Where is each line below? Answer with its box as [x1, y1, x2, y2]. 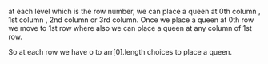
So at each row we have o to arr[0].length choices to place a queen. [8, 47, 233, 56]
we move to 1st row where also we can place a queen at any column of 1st [8, 24, 252, 32]
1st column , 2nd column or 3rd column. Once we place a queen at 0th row [8, 15, 254, 24]
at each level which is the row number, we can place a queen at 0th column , [8, 7, 262, 16]
